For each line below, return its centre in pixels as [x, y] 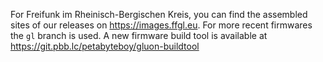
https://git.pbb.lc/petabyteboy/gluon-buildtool [105, 46]
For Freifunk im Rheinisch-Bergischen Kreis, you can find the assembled [159, 14]
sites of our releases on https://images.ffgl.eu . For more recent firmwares [161, 25]
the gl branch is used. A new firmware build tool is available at [139, 35]
